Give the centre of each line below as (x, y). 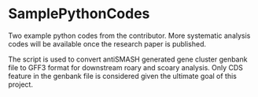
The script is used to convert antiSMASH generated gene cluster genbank (128, 59)
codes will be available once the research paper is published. (107, 43)
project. (21, 84)
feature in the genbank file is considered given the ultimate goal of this (123, 76)
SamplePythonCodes (79, 14)
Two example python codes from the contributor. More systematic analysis (129, 35)
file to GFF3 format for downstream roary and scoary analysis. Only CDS (126, 67)
